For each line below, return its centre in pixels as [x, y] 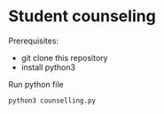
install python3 [48, 67]
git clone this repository [64, 57]
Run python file [36, 84]
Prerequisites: [34, 41]
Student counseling [82, 16]
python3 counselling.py [52, 100]
